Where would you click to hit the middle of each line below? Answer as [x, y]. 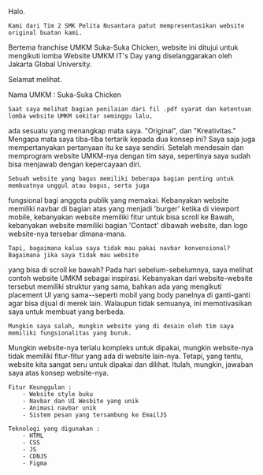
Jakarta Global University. [50, 64]
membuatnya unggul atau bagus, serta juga [79, 185]
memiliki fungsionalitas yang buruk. [70, 333]
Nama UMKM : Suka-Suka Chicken [65, 95]
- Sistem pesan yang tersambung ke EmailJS [95, 415]
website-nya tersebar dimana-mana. [67, 234]
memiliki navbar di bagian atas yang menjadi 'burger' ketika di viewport [124, 209]
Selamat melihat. [35, 79]
